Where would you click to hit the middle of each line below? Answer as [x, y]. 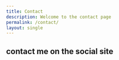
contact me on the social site [60, 51]
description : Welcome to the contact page [59, 17]
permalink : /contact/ [33, 22]
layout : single [25, 28]
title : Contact [25, 11]
